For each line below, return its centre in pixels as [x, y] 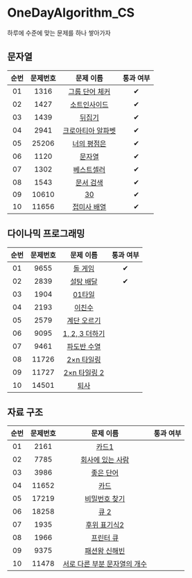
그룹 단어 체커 [89, 92]
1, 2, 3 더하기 [84, 333]
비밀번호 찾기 [105, 499]
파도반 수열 [84, 346]
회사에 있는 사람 [105, 460]
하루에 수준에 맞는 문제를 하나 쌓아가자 [59, 33]
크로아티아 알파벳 [89, 130]
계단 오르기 [84, 321]
